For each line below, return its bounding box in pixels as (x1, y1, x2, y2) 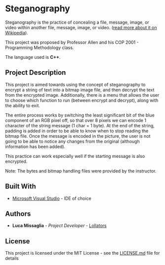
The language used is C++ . (5, 54, 61, 60)
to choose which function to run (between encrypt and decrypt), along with (5, 97, 159, 103)
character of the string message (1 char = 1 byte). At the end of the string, (5, 122, 155, 128)
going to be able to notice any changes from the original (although (5, 138, 140, 144)
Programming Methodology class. (5, 44, 74, 50)
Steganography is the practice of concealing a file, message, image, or (5, 19, 149, 25)
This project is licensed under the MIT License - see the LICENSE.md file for (5, 250, 160, 256)
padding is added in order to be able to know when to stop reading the (5, 128, 149, 134)
